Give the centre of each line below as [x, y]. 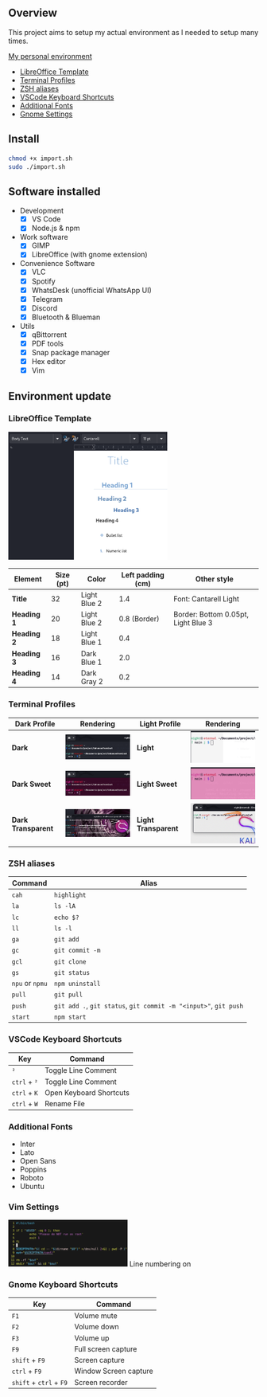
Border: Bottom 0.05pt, [211, 614]
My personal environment [50, 56]
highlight [70, 895]
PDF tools [47, 343]
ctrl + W [25, 1104]
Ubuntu [32, 1186]
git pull [69, 995]
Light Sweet [157, 784]
